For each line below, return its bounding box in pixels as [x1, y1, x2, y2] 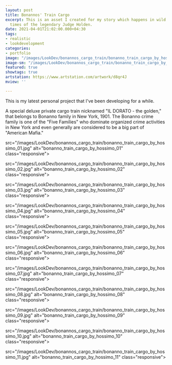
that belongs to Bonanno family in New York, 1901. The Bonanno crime [5, 113, 154, 119]
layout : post [5, 7, 33, 13]
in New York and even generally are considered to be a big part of [5, 124, 144, 130]
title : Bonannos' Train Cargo [5, 12, 70, 17]
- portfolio [5, 50, 31, 56]
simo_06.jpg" [5, 249, 33, 255]
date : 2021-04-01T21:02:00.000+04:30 [5, 27, 86, 32]
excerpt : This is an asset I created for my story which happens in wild [5, 17, 166, 22]
